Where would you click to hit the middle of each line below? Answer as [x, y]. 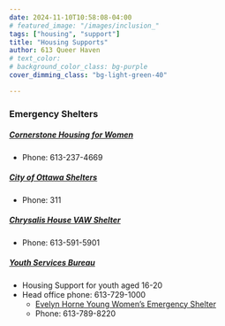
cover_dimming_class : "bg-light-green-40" [88, 75]
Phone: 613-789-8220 [75, 313]
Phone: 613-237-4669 [62, 157]
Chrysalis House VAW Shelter [65, 220]
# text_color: [35, 58]
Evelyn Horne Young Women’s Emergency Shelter [125, 304]
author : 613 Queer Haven [55, 50]
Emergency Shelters [54, 113]
